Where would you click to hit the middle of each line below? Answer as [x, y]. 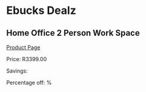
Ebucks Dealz [41, 11]
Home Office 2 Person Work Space [73, 33]
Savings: [17, 71]
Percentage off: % [29, 83]
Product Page [23, 47]
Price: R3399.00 [27, 59]
